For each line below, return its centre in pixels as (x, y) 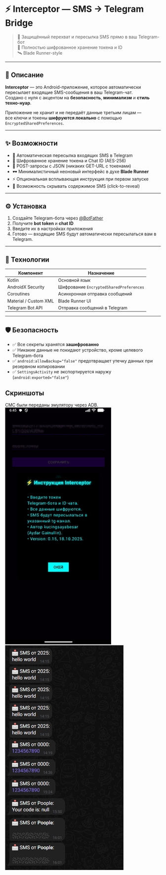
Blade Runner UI (75, 301)
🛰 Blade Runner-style (40, 53)
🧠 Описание (24, 75)
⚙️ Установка (26, 206)
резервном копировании (39, 366)
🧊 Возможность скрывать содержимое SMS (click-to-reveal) (76, 186)
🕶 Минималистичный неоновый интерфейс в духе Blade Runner (81, 171)
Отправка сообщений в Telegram (93, 307)
